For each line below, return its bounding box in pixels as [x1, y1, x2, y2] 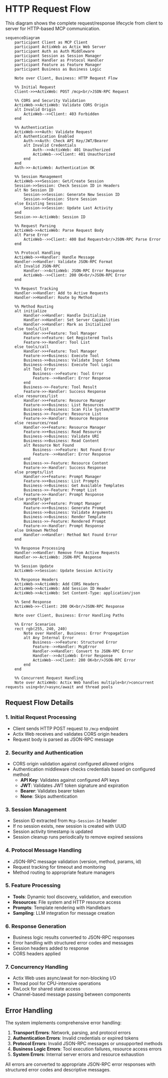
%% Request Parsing [14, 223, 56, 228]
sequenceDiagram [5, 35, 40, 40]
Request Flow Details [5, 698, 74, 707]
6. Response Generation [5, 922, 66, 930]
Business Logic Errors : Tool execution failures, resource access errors [12, 1046, 162, 1052]
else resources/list [14, 393, 58, 399]
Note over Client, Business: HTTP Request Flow [14, 75, 117, 81]
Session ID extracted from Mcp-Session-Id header [12, 818, 117, 824]
